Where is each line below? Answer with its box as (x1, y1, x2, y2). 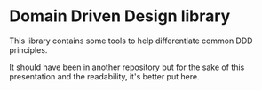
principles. (9, 44, 48, 55)
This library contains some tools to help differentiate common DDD (9, 35, 253, 46)
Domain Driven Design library (9, 6, 231, 26)
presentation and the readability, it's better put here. (9, 71, 200, 81)
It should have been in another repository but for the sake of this (9, 62, 245, 72)
